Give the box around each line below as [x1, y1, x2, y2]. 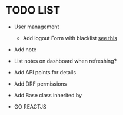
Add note [14, 45, 36, 53]
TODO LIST [5, 4, 61, 17]
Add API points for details [14, 68, 77, 75]
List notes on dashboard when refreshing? [14, 57, 117, 64]
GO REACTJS [14, 103, 46, 110]
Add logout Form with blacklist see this [22, 34, 117, 41]
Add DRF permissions [14, 80, 67, 87]
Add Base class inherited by [14, 91, 82, 98]
